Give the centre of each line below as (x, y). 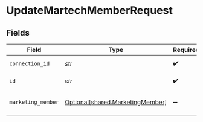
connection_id (30, 64)
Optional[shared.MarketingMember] (116, 102)
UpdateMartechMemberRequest (90, 11)
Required (186, 50)
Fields (18, 33)
